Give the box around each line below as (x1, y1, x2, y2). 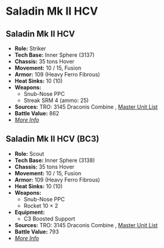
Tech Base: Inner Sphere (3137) (14, 51, 95, 59)
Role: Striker (14, 45, 46, 52)
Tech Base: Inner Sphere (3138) (14, 156, 95, 164)
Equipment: (14, 208, 45, 216)
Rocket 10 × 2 (23, 202, 59, 209)
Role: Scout (14, 150, 45, 157)
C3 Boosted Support (23, 215, 76, 222)
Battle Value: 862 (14, 110, 59, 117)
